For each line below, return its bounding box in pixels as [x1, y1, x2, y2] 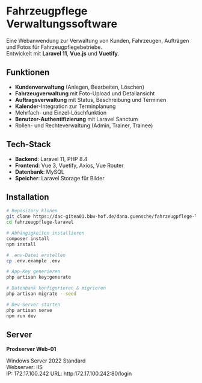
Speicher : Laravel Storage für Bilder [14, 174, 105, 182]
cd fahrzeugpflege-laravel [6, 219, 74, 226]
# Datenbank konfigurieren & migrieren [6, 285, 106, 291]
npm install [6, 241, 36, 247]
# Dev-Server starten [6, 302, 61, 308]
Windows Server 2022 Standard [6, 357, 86, 364]
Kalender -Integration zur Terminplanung [14, 103, 116, 110]
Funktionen [6, 68, 50, 78]
